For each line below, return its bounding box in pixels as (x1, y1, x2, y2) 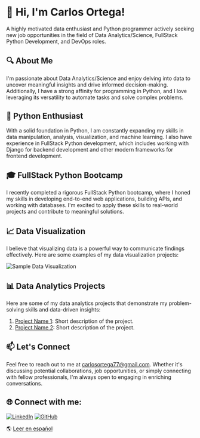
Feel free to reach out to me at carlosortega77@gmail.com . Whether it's (6, 360, 183, 368)
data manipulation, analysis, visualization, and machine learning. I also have (6, 133, 192, 140)
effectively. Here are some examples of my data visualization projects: (6, 251, 179, 258)
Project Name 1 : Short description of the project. (14, 317, 134, 325)
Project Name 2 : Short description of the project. (14, 324, 135, 331)
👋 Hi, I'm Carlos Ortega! (6, 5, 125, 19)
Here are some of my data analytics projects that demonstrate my (6, 300, 168, 307)
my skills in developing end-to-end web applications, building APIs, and (6, 195, 182, 202)
